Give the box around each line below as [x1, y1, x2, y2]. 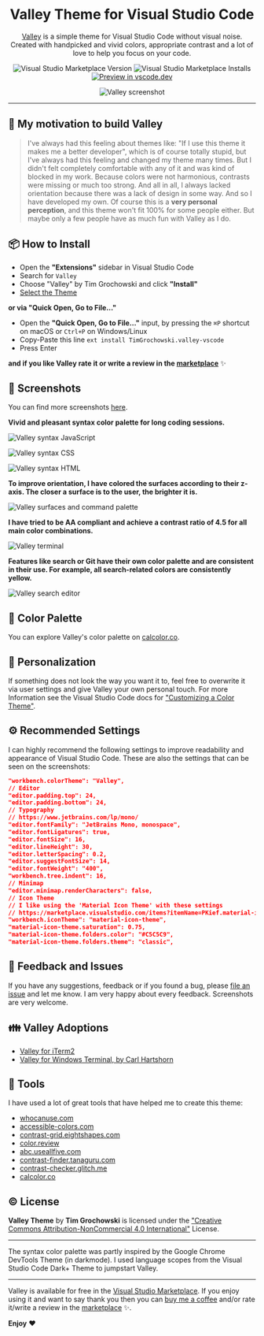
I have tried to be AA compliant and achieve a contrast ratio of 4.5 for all [8, 518, 247, 527]
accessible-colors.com [19, 1122, 94, 1131]
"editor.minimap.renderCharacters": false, [8, 886, 153, 895]
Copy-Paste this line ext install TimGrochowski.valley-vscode [19, 335, 225, 344]
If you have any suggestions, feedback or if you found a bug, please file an [8, 981, 251, 990]
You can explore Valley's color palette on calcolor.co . [8, 633, 180, 642]
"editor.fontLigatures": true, [8, 828, 111, 836]
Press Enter [19, 343, 57, 352]
